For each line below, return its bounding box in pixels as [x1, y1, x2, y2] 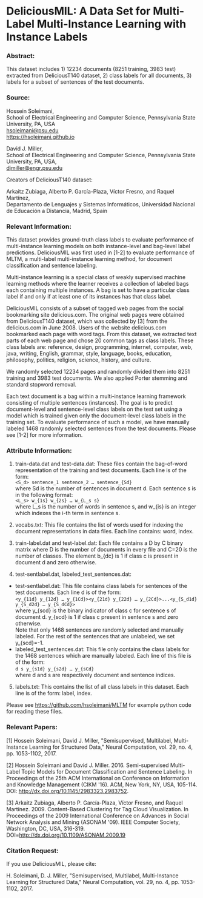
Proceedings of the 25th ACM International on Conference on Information [6, 774, 190, 782]
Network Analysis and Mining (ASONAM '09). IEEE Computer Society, [6, 818, 181, 826]
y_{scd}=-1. [15, 639, 44, 647]
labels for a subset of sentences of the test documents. [6, 78, 144, 86]
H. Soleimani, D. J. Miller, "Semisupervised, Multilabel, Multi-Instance [6, 872, 179, 879]
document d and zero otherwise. [15, 559, 97, 566]
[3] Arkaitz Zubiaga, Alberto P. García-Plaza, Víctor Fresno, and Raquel [6, 799, 183, 806]
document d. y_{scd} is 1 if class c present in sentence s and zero [15, 613, 179, 621]
